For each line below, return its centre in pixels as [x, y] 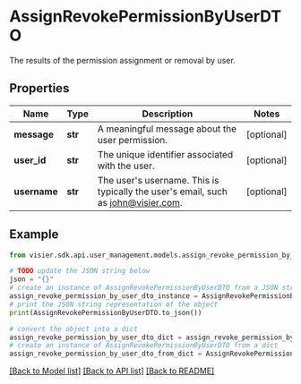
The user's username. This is [158, 180]
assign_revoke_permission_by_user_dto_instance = [104, 296]
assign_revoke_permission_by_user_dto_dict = [95, 337]
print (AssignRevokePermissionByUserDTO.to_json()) [106, 312]
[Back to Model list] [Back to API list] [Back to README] [112, 371]
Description [168, 114]
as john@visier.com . [140, 202]
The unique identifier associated [165, 154]
